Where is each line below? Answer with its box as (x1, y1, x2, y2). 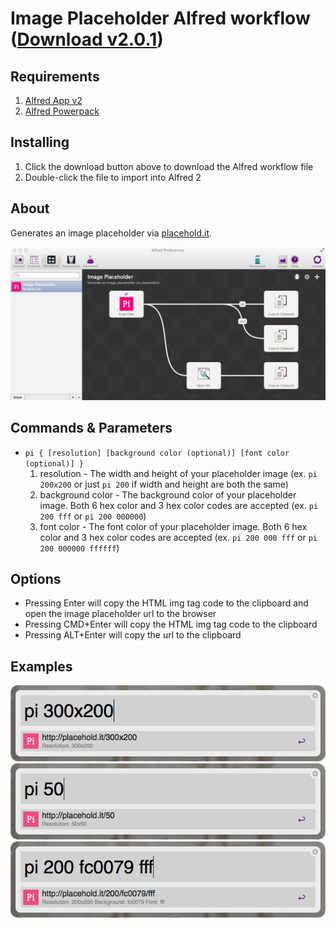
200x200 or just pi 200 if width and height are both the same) (39, 478, 289, 490)
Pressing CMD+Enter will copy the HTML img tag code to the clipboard (24, 618, 318, 631)
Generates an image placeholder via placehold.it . (10, 227, 213, 239)
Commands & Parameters (10, 420, 173, 437)
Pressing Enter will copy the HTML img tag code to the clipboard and (24, 597, 309, 609)
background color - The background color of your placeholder (39, 488, 297, 501)
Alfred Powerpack (24, 105, 100, 117)
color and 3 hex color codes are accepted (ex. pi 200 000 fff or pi (39, 531, 318, 543)
